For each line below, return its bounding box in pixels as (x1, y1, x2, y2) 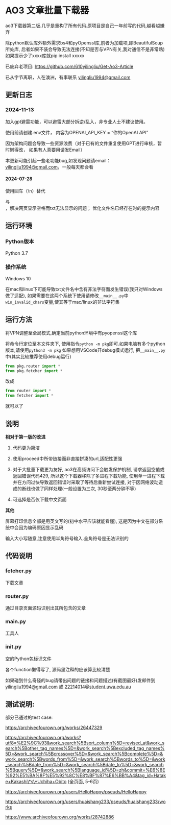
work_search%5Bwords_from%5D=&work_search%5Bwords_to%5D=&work (5, 756, 165, 762)
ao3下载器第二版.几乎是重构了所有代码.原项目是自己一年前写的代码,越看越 (5, 22, 161, 29)
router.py (5, 593, 29, 600)
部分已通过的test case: (5, 714, 53, 720)
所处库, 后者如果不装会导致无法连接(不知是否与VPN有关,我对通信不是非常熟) (5, 46, 165, 52)
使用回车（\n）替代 (5, 187, 46, 194)
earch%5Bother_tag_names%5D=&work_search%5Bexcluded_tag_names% (5, 745, 165, 751)
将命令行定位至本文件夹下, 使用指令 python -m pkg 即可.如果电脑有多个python (5, 341, 165, 347)
